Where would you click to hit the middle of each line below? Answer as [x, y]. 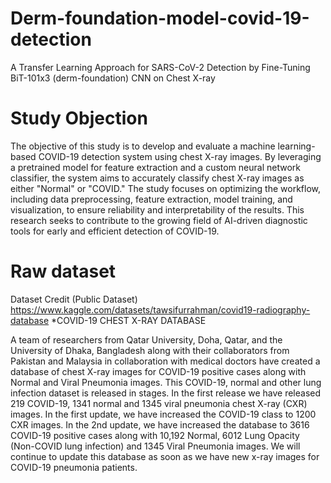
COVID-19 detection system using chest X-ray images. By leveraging [180, 156]
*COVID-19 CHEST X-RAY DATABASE [129, 320]
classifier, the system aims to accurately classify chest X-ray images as [157, 178]
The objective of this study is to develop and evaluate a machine [143, 146]
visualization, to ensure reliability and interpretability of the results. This [157, 209]
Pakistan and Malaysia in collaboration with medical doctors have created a [165, 361]
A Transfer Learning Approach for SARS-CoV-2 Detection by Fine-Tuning [160, 67]
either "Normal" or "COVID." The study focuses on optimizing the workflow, [165, 188]
